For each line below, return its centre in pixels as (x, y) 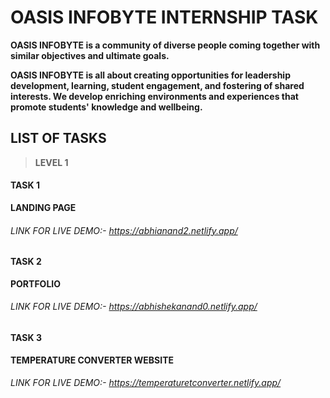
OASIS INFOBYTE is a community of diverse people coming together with (165, 45)
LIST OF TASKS (58, 138)
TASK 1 (25, 185)
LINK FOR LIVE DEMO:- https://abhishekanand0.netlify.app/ (134, 307)
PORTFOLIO (36, 283)
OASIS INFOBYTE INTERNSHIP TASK (164, 17)
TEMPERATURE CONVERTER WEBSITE (92, 360)
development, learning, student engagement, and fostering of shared (157, 85)
